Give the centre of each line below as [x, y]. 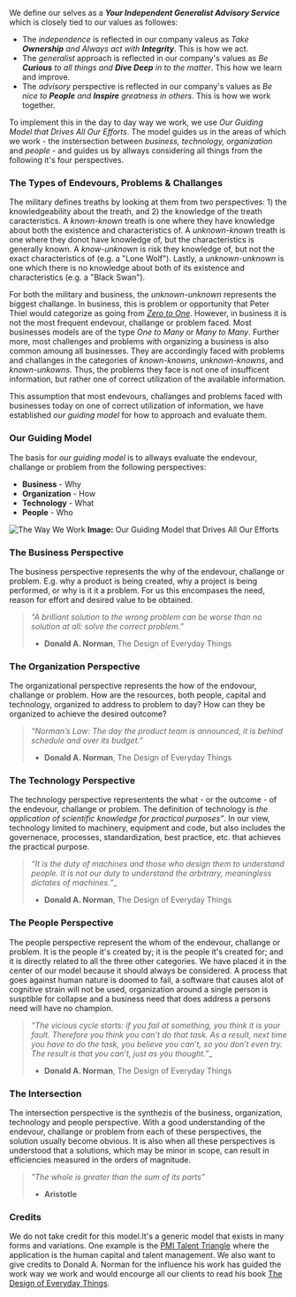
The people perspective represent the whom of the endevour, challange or [145, 942]
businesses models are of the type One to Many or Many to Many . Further [144, 332]
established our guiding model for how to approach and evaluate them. [138, 415]
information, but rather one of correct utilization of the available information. [148, 379]
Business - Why [52, 484]
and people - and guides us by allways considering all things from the [136, 151]
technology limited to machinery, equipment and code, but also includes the [147, 828]
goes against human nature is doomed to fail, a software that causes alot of [147, 980]
